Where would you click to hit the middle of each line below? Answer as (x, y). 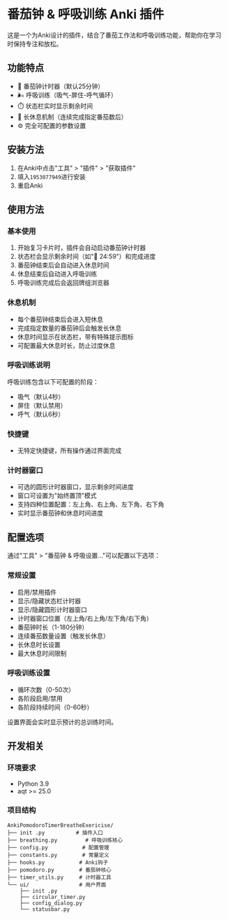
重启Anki (30, 185)
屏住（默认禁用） (42, 405)
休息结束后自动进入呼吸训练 (57, 274)
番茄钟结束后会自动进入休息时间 (63, 265)
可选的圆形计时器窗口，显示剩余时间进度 (75, 487)
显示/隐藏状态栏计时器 (49, 601)
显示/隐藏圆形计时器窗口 (52, 609)
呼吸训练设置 (29, 673)
